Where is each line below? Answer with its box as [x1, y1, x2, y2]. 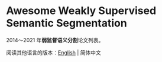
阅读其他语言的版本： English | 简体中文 [6, 49, 102, 56]
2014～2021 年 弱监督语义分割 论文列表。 [6, 36, 104, 43]
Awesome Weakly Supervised [6, 4, 157, 18]
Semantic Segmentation [6, 16, 127, 30]
